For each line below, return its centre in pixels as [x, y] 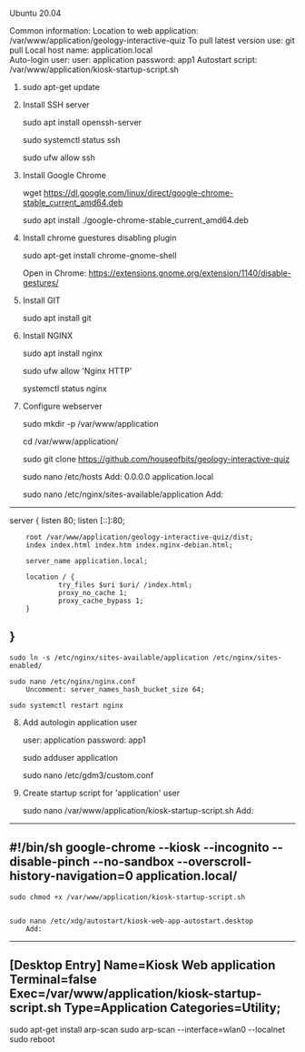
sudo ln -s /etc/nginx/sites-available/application [109, 657]
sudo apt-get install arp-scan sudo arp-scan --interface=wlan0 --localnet [148, 1030]
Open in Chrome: [54, 273]
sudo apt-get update [61, 87]
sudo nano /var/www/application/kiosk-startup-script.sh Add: [138, 810]
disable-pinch [50, 862]
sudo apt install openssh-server [82, 122]
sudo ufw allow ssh [59, 157]
